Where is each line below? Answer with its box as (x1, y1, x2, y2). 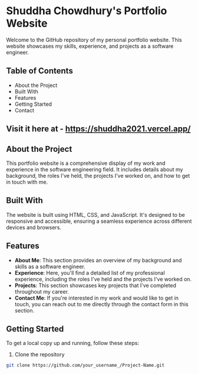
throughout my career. (14, 288, 70, 295)
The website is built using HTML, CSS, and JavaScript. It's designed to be (6, 211, 186, 218)
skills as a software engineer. (14, 263, 85, 270)
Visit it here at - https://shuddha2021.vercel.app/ (6, 124, 191, 134)
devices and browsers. (6, 223, 62, 231)
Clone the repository (14, 351, 65, 358)
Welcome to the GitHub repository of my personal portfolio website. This (6, 36, 182, 43)
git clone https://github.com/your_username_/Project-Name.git (6, 362, 165, 369)
